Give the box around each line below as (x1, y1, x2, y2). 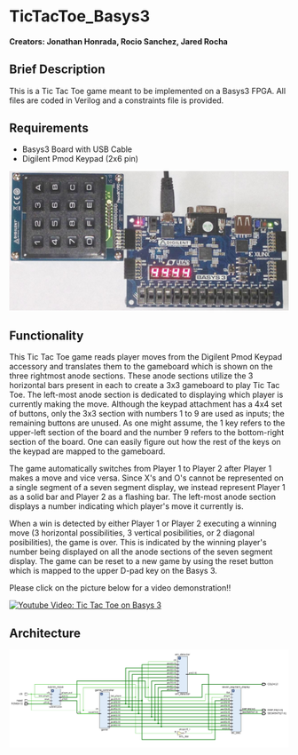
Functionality (9, 328, 84, 343)
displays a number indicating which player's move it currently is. (9, 501, 244, 512)
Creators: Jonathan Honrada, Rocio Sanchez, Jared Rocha (9, 36, 228, 46)
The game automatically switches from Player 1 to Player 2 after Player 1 (9, 464, 272, 474)
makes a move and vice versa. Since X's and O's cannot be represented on (9, 473, 284, 483)
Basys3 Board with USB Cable (21, 144, 133, 155)
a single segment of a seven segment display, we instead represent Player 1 (9, 482, 286, 493)
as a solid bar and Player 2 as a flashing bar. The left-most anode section (9, 491, 277, 503)
